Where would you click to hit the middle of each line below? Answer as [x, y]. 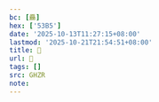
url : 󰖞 [21, 59]
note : [19, 83]
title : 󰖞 [25, 51]
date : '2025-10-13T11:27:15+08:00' [75, 34]
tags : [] [25, 67]
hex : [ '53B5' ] [36, 26]
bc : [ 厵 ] [24, 17]
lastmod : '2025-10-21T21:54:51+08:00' [81, 42]
